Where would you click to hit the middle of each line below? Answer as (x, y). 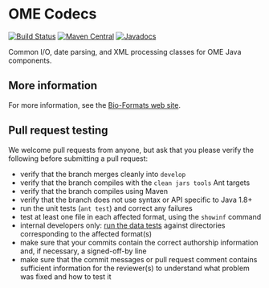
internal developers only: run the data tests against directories (122, 225)
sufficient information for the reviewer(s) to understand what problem (135, 268)
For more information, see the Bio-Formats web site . (94, 105)
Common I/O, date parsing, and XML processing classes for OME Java (125, 51)
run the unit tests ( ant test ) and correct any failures (106, 208)
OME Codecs (53, 14)
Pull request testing (58, 131)
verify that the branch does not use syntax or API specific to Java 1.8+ (136, 200)
